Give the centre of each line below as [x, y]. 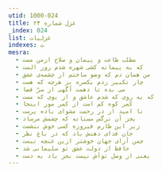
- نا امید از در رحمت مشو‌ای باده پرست [80, 112]
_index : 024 [28, 30]
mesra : [19, 52]
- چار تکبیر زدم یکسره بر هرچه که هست [80, 82]
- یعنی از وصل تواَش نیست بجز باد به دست [83, 155]
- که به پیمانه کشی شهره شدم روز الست [80, 67]
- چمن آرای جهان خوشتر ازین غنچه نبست [80, 141]
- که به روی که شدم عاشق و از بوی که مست [85, 97]
